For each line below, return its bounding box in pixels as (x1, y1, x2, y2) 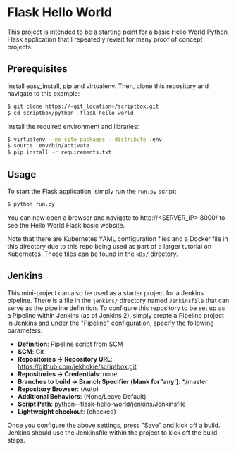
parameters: (7, 326, 43, 335)
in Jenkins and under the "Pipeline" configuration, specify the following (7, 319, 214, 327)
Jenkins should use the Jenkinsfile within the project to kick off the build (7, 428, 218, 437)
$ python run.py (7, 200, 55, 208)
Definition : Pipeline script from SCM (17, 340, 123, 348)
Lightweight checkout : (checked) (17, 407, 116, 416)
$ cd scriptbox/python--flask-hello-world (7, 109, 134, 116)
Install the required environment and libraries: (7, 122, 139, 130)
